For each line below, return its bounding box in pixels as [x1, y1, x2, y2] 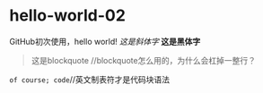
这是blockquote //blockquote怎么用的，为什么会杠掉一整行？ [31, 55, 256, 65]
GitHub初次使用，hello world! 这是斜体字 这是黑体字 [9, 36, 201, 46]
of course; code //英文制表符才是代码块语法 [9, 73, 171, 85]
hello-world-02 [9, 5, 126, 26]
